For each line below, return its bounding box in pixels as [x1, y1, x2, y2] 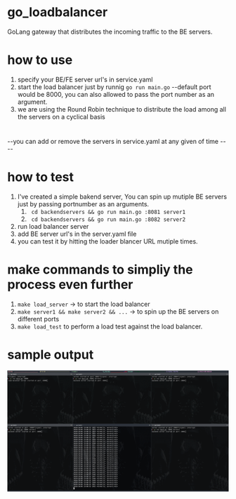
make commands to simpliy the [7, 262, 193, 278]
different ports [17, 314, 60, 323]
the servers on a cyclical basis [17, 112, 105, 121]
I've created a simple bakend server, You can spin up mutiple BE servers [17, 192, 227, 201]
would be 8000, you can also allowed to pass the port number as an [17, 90, 215, 98]
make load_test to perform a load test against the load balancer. [17, 322, 203, 331]
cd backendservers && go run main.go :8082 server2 [31, 216, 186, 223]
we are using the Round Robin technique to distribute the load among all [17, 105, 227, 113]
